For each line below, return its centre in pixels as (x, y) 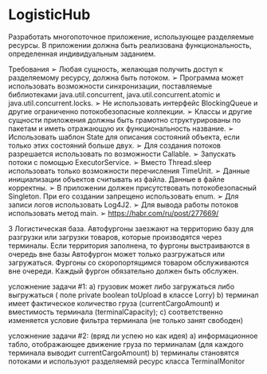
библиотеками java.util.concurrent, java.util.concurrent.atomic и (114, 94)
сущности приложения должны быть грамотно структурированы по (125, 120)
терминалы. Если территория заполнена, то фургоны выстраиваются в (129, 246)
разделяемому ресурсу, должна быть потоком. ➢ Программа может (126, 77)
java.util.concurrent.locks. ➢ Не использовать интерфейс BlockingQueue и (133, 103)
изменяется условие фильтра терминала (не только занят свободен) (126, 320)
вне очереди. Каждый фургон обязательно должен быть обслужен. (124, 271)
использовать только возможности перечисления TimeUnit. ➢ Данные (129, 171)
